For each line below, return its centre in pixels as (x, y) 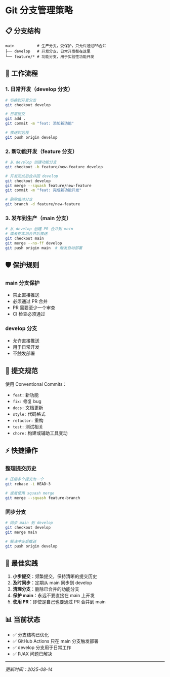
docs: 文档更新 (28, 408)
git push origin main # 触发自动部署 (44, 248)
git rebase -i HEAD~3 (28, 484)
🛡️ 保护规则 (22, 265)
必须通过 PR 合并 (30, 301)
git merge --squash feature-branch (43, 498)
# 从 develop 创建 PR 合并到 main (39, 229)
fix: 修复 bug (27, 401)
